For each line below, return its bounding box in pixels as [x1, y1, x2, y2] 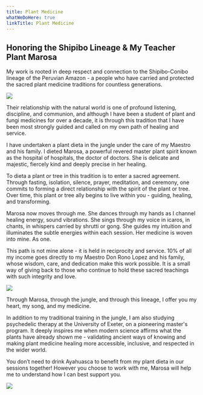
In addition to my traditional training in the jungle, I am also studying [6, 314, 175, 321]
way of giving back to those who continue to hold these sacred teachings [6, 267, 189, 274]
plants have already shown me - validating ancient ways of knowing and [6, 333, 186, 341]
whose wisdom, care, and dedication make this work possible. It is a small [6, 260, 190, 267]
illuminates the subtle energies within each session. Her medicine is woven [6, 229, 193, 237]
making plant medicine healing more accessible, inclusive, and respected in [6, 340, 195, 347]
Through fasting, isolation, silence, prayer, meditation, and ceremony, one [6, 179, 190, 186]
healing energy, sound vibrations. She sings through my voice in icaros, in [6, 216, 190, 224]
